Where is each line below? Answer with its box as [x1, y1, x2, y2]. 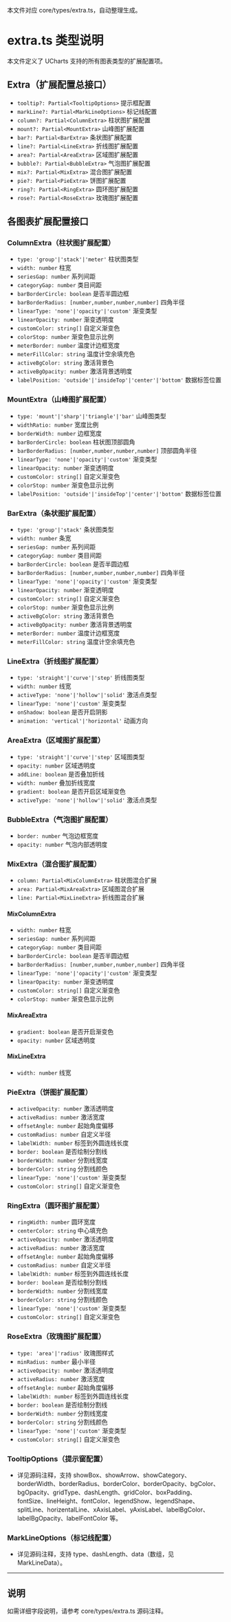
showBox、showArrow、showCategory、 [73, 1471, 191, 1479]
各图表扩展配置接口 [7, 216, 89, 228]
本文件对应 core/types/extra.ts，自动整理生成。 [7, 6, 142, 14]
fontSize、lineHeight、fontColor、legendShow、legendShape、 [16, 1497, 199, 1505]
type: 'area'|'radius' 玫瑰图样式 [16, 1349, 115, 1357]
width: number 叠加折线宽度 [16, 779, 96, 787]
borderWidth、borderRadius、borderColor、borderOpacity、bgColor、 [16, 1480, 220, 1488]
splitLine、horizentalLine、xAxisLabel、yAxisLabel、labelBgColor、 [16, 1505, 210, 1514]
